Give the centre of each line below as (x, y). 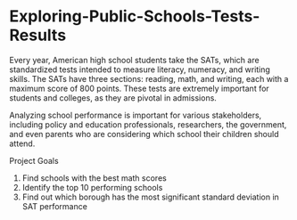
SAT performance (54, 206)
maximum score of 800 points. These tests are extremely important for (139, 88)
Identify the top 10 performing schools (92, 187)
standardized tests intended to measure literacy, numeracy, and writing (140, 69)
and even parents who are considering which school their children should (144, 134)
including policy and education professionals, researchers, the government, (148, 124)
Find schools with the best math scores (94, 178)
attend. (22, 143)
